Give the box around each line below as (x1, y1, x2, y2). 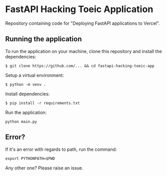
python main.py (5, 119, 37, 124)
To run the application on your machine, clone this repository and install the (5, 48, 162, 54)
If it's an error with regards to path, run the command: (5, 146, 117, 152)
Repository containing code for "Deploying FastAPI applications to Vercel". (5, 20, 160, 26)
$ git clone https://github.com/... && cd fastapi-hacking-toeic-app (5, 63, 155, 69)
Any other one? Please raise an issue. (5, 165, 83, 171)
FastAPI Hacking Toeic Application (5, 4, 153, 15)
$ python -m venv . (5, 82, 46, 87)
